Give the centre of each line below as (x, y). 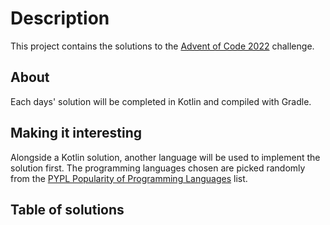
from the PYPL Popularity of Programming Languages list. (129, 178)
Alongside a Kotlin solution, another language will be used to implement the (165, 157)
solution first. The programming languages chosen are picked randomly (158, 168)
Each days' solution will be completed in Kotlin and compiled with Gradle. (161, 101)
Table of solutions (67, 209)
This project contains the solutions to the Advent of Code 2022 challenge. (162, 46)
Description (60, 18)
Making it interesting (76, 133)
